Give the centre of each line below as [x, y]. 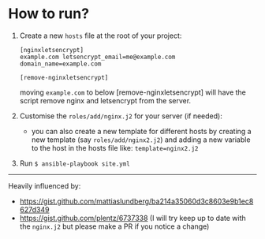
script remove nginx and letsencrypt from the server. [105, 100]
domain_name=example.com [60, 64]
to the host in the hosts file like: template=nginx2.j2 [115, 148]
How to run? [49, 14]
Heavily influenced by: [45, 185]
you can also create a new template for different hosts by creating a [141, 131]
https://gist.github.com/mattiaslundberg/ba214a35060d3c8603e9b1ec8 [136, 201]
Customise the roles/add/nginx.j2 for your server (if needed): [121, 116]
